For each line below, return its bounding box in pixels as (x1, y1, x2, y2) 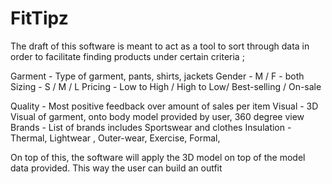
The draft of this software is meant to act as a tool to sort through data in (10, 40, 310, 52)
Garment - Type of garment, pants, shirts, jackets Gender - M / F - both (10, 70, 305, 82)
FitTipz (10, 7, 69, 30)
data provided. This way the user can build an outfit (10, 162, 223, 174)
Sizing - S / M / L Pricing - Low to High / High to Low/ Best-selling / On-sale (10, 80, 322, 92)
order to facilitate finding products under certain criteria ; (10, 50, 245, 62)
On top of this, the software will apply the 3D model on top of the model (10, 151, 306, 163)
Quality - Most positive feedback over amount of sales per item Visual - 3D (10, 100, 319, 112)
